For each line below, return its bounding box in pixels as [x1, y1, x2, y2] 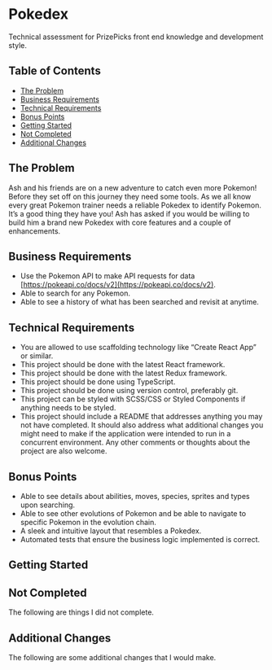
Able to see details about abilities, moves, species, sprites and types [20, 492, 250, 501]
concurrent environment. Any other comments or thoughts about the [20, 437, 251, 448]
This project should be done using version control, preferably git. [20, 386, 239, 396]
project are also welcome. [20, 446, 107, 456]
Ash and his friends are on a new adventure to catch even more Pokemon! [8, 182, 257, 192]
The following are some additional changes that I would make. [8, 653, 217, 663]
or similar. [20, 351, 54, 361]
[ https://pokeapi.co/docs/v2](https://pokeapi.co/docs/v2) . [20, 280, 216, 290]
